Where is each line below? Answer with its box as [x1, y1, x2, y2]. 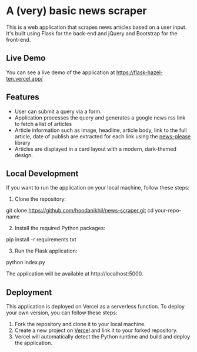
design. [14, 151, 34, 158]
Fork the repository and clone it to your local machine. [14, 321, 146, 328]
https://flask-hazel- [116, 69, 163, 76]
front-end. [6, 36, 31, 43]
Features [6, 92, 39, 102]
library [14, 139, 31, 146]
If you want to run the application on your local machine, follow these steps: [6, 184, 190, 191]
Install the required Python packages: [14, 225, 106, 232]
